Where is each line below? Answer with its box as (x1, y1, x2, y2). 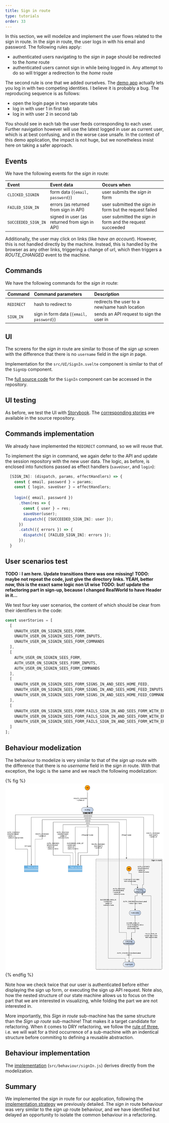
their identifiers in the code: (5, 607, 63, 613)
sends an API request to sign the (94, 311, 161, 317)
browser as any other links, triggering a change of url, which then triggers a (5, 246, 162, 252)
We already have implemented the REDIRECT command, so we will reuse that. (5, 443, 163, 449)
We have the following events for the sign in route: (5, 170, 110, 176)
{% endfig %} (5, 971, 34, 978)
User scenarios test (5, 557, 68, 566)
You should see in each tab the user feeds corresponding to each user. (5, 121, 152, 127)
